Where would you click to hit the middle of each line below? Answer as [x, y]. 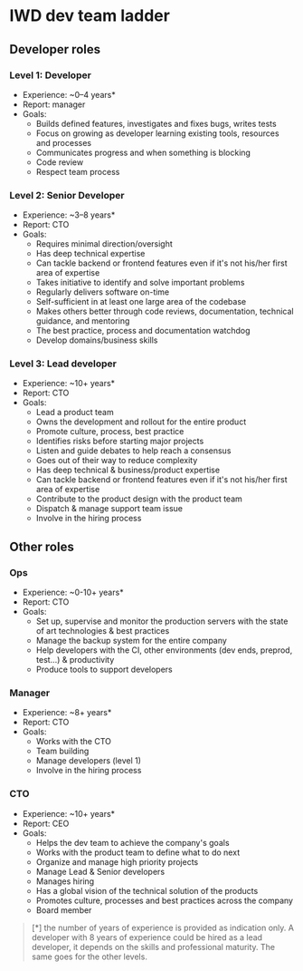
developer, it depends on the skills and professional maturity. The [153, 947]
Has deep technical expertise [90, 254]
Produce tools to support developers [104, 670]
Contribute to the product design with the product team [139, 499]
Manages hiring [65, 881]
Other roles [42, 546]
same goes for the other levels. [89, 956]
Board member [64, 910]
